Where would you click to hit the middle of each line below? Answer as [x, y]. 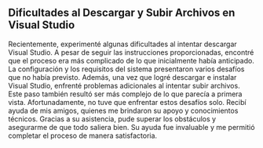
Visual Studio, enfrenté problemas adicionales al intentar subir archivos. [124, 85]
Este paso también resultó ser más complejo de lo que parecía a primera [125, 94]
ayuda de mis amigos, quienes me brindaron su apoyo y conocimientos [123, 110]
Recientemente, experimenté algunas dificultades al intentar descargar [122, 44]
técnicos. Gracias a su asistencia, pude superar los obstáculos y [112, 119]
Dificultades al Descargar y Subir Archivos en [122, 13]
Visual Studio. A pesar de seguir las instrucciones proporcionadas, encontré [131, 52]
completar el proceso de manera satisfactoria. [83, 135]
